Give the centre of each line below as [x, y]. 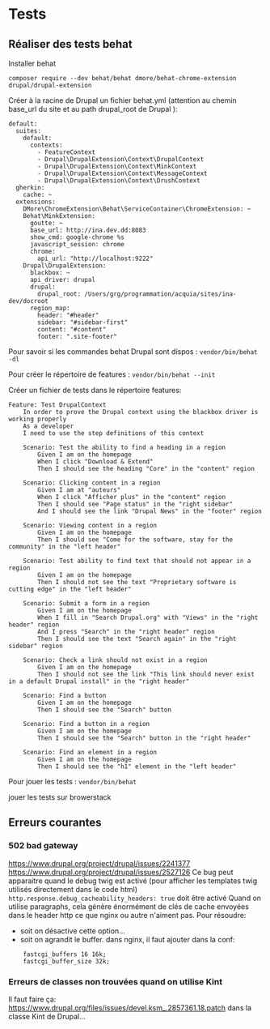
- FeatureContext [66, 152]
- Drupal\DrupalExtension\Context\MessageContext [122, 173]
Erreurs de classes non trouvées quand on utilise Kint [116, 981]
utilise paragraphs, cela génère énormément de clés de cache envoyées [129, 906]
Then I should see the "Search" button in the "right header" [144, 738]
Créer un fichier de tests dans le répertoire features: [95, 390]
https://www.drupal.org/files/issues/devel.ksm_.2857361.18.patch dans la [130, 1008]
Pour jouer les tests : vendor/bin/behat [73, 781]
